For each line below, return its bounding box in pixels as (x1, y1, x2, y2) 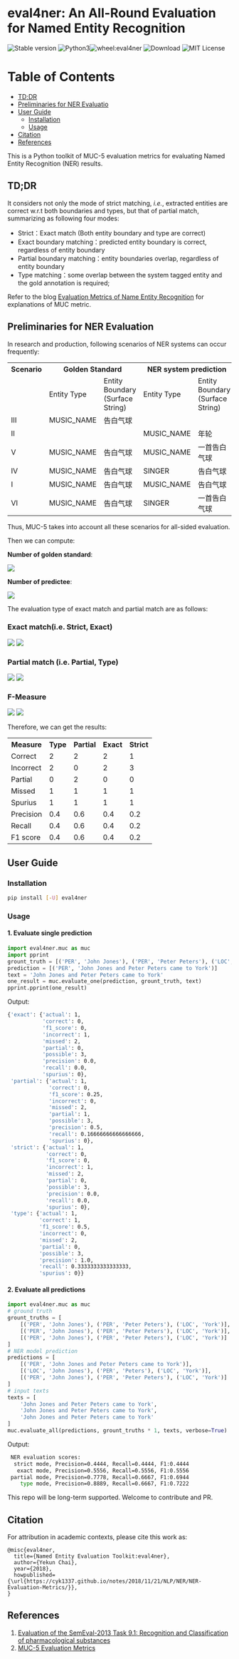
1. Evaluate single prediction (7, 929, 92, 937)
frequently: (7, 347, 40, 356)
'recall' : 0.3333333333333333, (38, 1263, 132, 1270)
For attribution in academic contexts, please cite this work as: (7, 1533, 188, 1541)
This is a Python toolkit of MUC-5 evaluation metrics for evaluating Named (7, 151, 225, 160)
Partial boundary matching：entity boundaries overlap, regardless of (17, 254, 219, 262)
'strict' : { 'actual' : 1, (10, 1143, 84, 1151)
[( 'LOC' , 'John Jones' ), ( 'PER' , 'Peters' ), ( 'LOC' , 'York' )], (20, 1367, 212, 1374)
